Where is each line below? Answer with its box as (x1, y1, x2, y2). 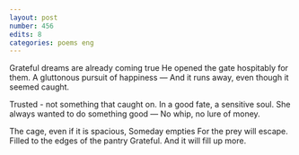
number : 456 (9, 22, 54, 30)
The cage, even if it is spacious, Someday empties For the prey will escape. (9, 126, 289, 137)
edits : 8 (9, 30, 42, 39)
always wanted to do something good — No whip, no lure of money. (9, 108, 260, 119)
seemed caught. (9, 82, 70, 92)
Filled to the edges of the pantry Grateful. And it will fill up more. (9, 135, 247, 146)
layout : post (9, 13, 58, 22)
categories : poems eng (9, 38, 94, 47)
